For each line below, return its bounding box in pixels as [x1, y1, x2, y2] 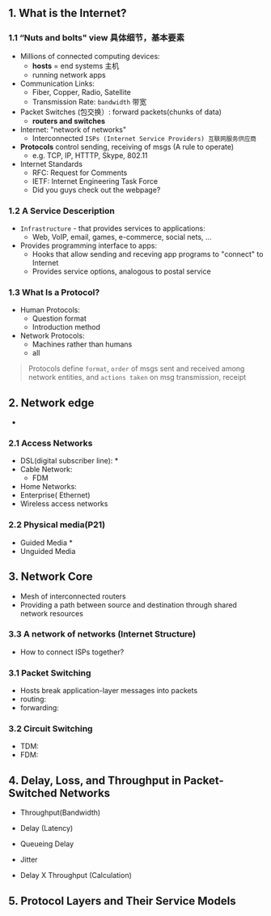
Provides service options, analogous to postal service [32, 266, 212, 276]
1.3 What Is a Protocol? [8, 287, 100, 298]
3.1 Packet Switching [8, 667, 91, 679]
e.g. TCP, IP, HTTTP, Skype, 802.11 [32, 150, 148, 160]
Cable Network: [19, 465, 73, 475]
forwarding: [19, 703, 59, 713]
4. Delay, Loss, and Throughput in [8, 773, 182, 787]
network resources [19, 608, 83, 618]
